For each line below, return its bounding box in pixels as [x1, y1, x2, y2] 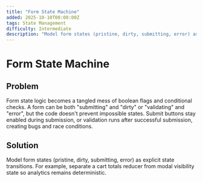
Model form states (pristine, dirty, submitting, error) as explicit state [6, 156, 175, 163]
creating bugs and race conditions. [6, 123, 94, 130]
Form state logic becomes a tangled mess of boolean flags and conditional [6, 97, 192, 104]
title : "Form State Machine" [6, 8, 80, 15]
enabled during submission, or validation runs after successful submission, [6, 116, 193, 124]
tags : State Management [6, 20, 66, 26]
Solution [6, 140, 39, 151]
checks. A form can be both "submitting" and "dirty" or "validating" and [6, 104, 185, 111]
